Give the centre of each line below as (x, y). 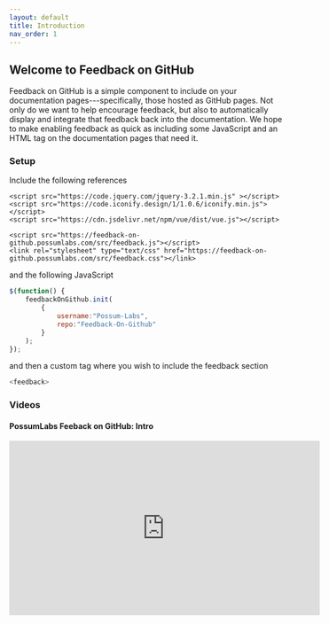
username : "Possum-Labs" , (102, 316)
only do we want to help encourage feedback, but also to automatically (139, 110)
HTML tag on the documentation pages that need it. (104, 138)
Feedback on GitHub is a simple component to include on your (123, 91)
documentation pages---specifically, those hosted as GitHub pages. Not (141, 101)
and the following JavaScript (61, 275)
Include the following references (68, 180)
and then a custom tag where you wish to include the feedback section (139, 366)
